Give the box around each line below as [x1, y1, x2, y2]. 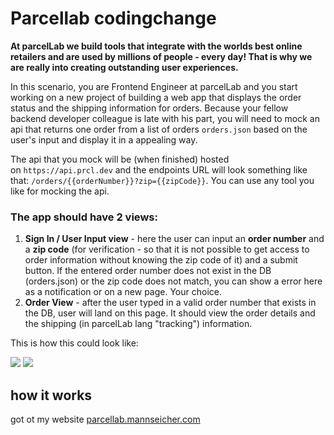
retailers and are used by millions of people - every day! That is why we [10, 50, 313, 62]
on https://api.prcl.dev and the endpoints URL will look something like [10, 163, 308, 176]
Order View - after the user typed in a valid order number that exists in [24, 297, 317, 309]
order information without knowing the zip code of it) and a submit [24, 254, 298, 266]
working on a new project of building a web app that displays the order [10, 91, 302, 103]
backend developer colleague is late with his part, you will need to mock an [10, 112, 320, 124]
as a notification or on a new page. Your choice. [24, 286, 222, 298]
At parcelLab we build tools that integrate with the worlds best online [10, 40, 303, 52]
